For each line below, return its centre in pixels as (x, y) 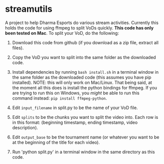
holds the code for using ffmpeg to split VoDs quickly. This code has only (79, 27)
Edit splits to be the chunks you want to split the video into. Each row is (85, 117)
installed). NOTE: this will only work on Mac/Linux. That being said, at (82, 82)
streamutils (29, 9)
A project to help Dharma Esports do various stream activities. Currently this (82, 23)
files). (18, 48)
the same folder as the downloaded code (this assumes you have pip (82, 77)
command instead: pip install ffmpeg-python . (59, 98)
